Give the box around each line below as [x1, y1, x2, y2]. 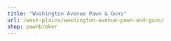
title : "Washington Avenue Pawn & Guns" [7, 10, 128, 17]
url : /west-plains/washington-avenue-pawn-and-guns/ [7, 17, 165, 24]
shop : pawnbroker [7, 23, 58, 30]
